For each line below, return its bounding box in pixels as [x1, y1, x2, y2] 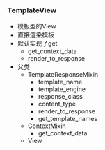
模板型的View [17, 22, 57, 30]
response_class [38, 93, 83, 101]
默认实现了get [17, 39, 58, 48]
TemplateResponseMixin [27, 71, 99, 79]
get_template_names [38, 115, 98, 123]
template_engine [38, 85, 86, 93]
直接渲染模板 [17, 30, 54, 39]
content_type [38, 100, 76, 109]
